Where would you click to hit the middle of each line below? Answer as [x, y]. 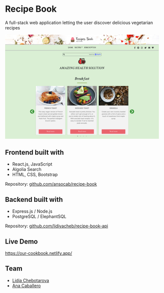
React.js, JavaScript [32, 164]
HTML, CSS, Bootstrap [35, 174]
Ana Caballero [26, 286]
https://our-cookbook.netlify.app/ [39, 253]
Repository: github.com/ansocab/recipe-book [51, 184]
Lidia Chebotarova [31, 280]
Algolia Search [27, 170]
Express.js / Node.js [32, 211]
